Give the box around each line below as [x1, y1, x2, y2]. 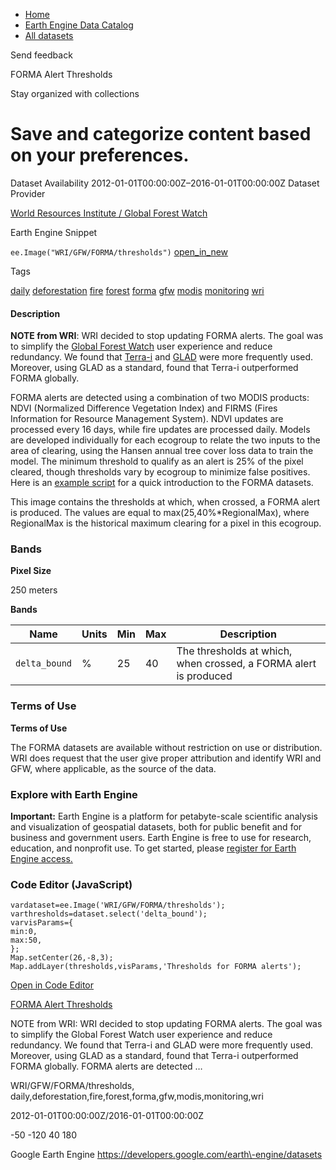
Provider [10, 187, 46, 199]
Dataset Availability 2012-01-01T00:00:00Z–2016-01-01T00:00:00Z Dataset [10, 177, 320, 189]
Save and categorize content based [10, 123, 312, 146]
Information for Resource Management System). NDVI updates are [10, 413, 284, 425]
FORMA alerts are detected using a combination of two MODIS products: [10, 392, 310, 404]
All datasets [24, 30, 74, 41]
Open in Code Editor [10, 979, 95, 991]
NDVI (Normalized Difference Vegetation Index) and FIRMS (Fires [10, 402, 278, 414]
